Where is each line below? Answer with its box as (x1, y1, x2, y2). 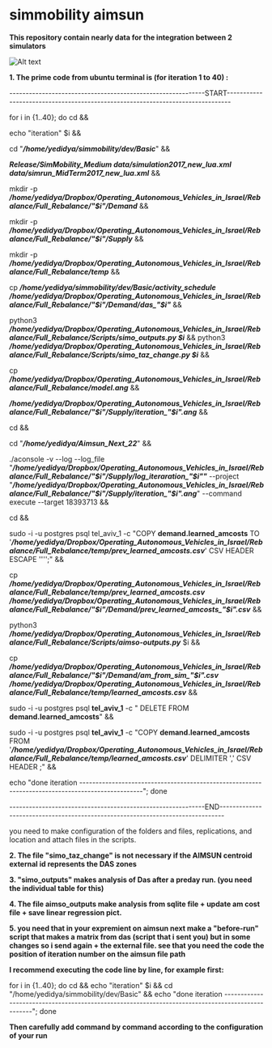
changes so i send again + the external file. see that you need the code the (9, 940, 265, 950)
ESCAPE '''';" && (9, 554, 64, 564)
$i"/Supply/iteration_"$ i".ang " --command (95, 488, 242, 498)
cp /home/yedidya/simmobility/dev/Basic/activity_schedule (9, 282, 217, 292)
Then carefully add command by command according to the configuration (9, 1022, 264, 1032)
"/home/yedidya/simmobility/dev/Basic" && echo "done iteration (9, 989, 223, 999)
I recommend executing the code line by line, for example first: (9, 965, 224, 974)
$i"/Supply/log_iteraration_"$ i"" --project (95, 471, 240, 481)
